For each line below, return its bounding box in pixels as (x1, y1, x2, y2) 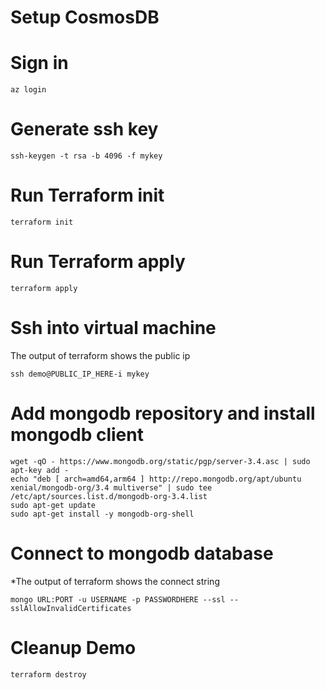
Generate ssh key (10, 118, 159, 141)
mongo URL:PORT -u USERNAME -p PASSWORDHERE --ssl (10, 594, 226, 605)
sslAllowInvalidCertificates (10, 603, 132, 613)
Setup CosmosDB (10, 6, 160, 29)
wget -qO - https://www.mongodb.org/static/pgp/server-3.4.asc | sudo (10, 456, 311, 466)
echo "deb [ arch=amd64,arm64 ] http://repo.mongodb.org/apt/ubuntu (10, 474, 302, 484)
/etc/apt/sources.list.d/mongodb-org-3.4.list (10, 491, 208, 501)
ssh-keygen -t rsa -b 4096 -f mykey (10, 151, 163, 161)
